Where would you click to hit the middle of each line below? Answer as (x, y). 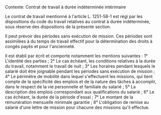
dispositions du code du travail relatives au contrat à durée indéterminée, (78, 22)
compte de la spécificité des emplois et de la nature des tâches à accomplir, (81, 82)
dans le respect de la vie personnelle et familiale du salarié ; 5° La (70, 87)
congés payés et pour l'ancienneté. (40, 46)
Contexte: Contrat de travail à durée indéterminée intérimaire (66, 7)
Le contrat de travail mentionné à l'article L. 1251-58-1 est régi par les (74, 16)
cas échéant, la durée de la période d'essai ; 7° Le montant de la (69, 97)
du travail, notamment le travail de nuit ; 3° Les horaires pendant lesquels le (80, 66)
